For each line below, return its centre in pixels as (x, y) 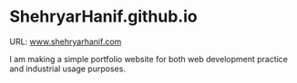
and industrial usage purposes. (67, 69)
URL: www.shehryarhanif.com (66, 41)
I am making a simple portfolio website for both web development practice (149, 59)
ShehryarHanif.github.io (103, 17)
